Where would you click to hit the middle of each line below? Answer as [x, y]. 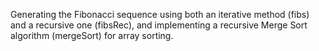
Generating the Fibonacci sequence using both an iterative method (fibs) [160, 14]
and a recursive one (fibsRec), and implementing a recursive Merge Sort [159, 25]
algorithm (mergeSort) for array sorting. [92, 35]
